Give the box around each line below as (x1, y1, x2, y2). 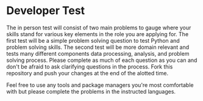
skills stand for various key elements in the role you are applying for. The (6, 30, 189, 37)
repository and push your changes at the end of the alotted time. (6, 69, 169, 77)
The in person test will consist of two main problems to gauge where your (6, 24, 191, 31)
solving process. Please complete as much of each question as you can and (6, 56, 198, 64)
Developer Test (6, 4, 85, 18)
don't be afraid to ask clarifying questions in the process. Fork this (6, 62, 173, 70)
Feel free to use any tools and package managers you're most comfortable (6, 81, 194, 89)
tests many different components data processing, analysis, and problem (6, 50, 190, 57)
